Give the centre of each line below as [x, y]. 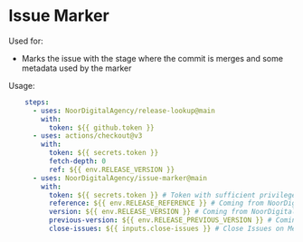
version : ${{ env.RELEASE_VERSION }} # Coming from [148, 212]
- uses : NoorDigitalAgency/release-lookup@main [124, 111]
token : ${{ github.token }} [101, 128]
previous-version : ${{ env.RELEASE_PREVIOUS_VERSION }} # [160, 220]
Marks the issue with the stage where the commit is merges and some [152, 58]
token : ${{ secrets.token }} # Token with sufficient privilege [172, 195]
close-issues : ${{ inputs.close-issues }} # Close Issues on [166, 229]
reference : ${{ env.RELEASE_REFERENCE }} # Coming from [156, 203]
